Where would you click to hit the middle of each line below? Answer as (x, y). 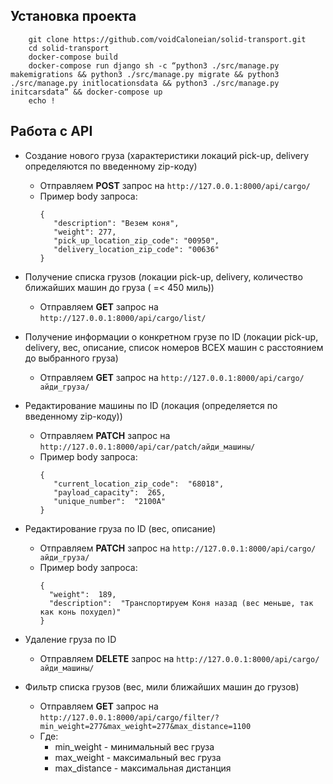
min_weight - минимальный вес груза (134, 746)
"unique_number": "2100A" (110, 501)
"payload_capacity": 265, (110, 492)
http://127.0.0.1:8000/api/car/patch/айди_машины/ (147, 447)
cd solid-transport (69, 48)
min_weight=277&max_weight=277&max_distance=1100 (145, 726)
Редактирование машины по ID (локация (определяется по (151, 405)
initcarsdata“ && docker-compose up (86, 92)
